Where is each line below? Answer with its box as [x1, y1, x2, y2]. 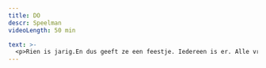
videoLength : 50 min [8, 26, 77, 34]
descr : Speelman [8, 19, 62, 27]
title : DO [8, 11, 41, 20]
